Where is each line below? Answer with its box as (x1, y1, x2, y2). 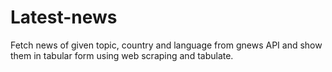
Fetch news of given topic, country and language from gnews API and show (10, 39, 323, 51)
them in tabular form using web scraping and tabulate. (10, 49, 234, 61)
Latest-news (10, 6, 118, 29)
